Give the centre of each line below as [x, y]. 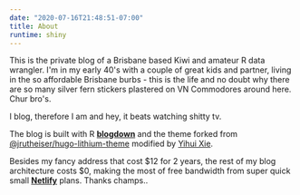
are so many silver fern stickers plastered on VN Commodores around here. [150, 89]
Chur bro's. [30, 99]
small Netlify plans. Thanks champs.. [79, 180]
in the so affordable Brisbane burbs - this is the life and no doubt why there [150, 80]
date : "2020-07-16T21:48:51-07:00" [77, 18]
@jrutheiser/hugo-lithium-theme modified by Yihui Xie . [111, 144]
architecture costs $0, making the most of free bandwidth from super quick [150, 171]
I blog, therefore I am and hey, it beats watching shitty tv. [116, 117]
